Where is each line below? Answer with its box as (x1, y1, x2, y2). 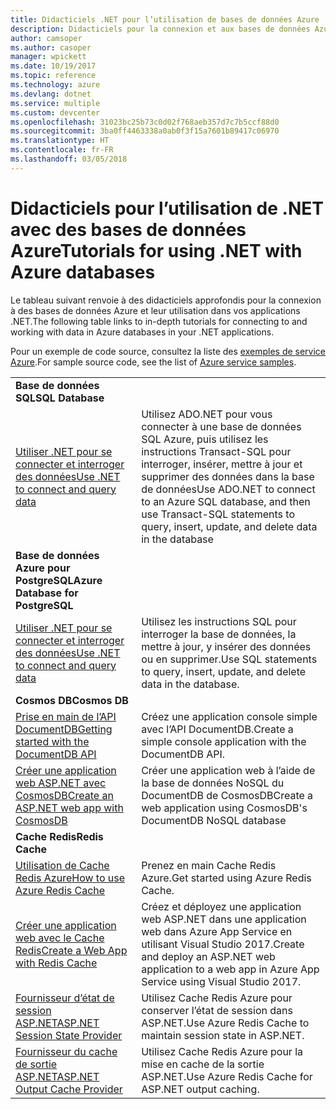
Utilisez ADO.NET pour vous (141, 407, 273, 421)
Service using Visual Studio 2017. (141, 974, 302, 988)
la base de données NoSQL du (141, 776, 285, 790)
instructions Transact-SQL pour (141, 444, 292, 458)
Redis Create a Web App (15, 943, 128, 957)
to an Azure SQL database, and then (141, 494, 311, 508)
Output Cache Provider (15, 1082, 123, 1096)
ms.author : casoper (10, 42, 92, 53)
